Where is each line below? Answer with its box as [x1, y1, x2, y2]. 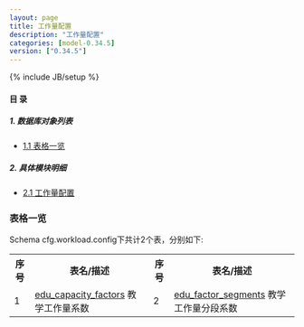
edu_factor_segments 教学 [174, 288, 287, 301]
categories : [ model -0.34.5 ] [9, 38, 116, 48]
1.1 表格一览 [22, 140, 65, 151]
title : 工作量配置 [9, 22, 72, 31]
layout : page [9, 13, 59, 23]
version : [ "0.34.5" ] [9, 47, 88, 56]
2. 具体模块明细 [9, 163, 67, 173]
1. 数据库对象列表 [9, 116, 73, 126]
